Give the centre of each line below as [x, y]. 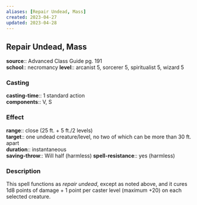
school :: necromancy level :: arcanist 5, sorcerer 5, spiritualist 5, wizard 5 [95, 67]
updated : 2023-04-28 [32, 23]
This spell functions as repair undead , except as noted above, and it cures [97, 184]
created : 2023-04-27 [32, 17]
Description [23, 171]
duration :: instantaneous [36, 149]
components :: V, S [29, 102]
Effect [15, 118]
